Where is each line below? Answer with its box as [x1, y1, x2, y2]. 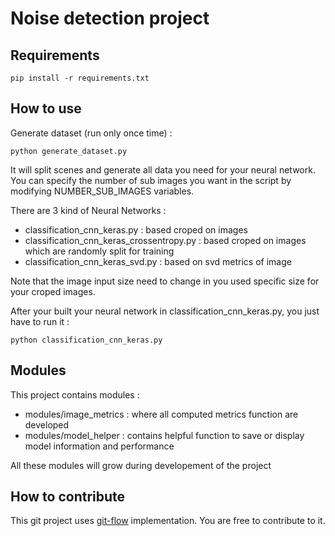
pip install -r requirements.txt [10, 73, 150, 83]
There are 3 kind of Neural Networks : [10, 204, 167, 216]
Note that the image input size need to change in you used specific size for [10, 275, 320, 287]
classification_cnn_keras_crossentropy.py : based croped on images [24, 234, 307, 246]
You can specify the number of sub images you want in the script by [10, 174, 292, 186]
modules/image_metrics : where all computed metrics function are [24, 408, 299, 420]
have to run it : [10, 315, 70, 327]
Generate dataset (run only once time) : [10, 127, 173, 139]
